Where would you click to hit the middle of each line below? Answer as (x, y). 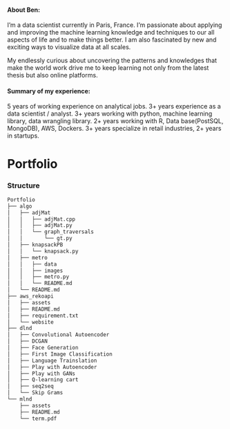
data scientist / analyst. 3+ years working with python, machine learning (110, 113)
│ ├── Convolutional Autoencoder (58, 335)
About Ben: (24, 10)
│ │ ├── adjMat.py (40, 226)
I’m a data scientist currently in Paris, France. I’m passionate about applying (115, 25)
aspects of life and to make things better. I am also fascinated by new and (112, 40)
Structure (23, 185)
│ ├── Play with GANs (41, 374)
